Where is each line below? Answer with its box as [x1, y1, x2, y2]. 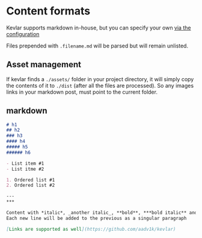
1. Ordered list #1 [6, 177, 55, 183]
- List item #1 [6, 160, 44, 166]
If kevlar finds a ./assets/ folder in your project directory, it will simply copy [6, 75, 194, 82]
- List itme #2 [6, 166, 44, 172]
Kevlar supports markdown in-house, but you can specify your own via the [6, 24, 191, 31]
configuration [6, 30, 40, 37]
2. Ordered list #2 [6, 182, 55, 189]
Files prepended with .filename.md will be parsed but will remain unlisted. [6, 42, 188, 49]
